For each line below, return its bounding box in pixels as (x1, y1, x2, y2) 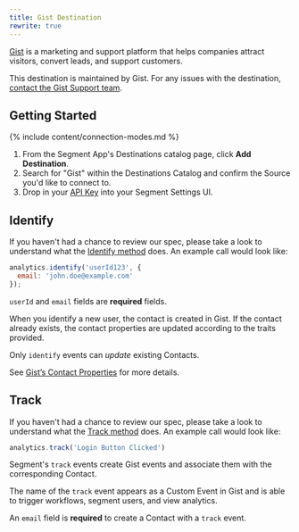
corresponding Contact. (9, 469, 97, 479)
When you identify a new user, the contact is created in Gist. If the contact (9, 313, 283, 324)
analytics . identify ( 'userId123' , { (9, 263, 142, 272)
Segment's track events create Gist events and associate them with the (9, 459, 272, 470)
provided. (9, 332, 45, 343)
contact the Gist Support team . (9, 82, 123, 93)
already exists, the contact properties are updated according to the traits (9, 322, 277, 333)
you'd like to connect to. (21, 178, 112, 188)
